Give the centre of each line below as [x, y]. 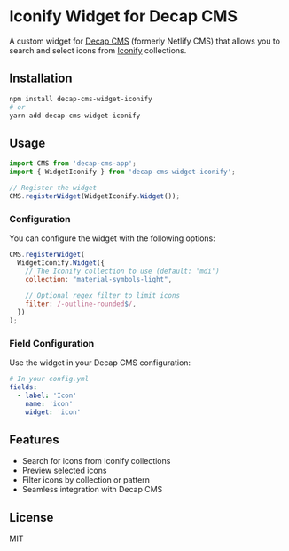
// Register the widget [53, 188]
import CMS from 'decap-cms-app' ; [73, 164]
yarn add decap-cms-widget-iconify [75, 116]
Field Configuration [52, 343]
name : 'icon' [49, 403]
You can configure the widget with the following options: [112, 238]
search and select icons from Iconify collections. [98, 50]
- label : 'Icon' [47, 395]
